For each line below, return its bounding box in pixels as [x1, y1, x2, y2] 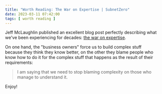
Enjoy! [5, 84, 18, 90]
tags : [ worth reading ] [5, 16, 56, 21]
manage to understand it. [17, 74, 68, 80]
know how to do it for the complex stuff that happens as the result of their [5, 55, 153, 60]
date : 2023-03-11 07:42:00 [5, 12, 60, 17]
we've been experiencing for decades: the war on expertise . [5, 35, 126, 40]
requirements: [5, 59, 33, 66]
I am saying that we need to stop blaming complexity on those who [17, 69, 152, 75]
